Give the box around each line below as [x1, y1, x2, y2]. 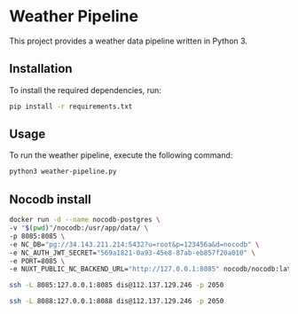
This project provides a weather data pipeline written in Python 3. [9, 35, 248, 46]
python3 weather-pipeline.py [9, 167, 117, 177]
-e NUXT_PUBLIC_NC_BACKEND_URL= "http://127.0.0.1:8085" [9, 264, 220, 274]
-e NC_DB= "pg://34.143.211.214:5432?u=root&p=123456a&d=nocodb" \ [9, 239, 260, 249]
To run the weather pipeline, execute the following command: [9, 150, 233, 161]
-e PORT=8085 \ [9, 256, 66, 265]
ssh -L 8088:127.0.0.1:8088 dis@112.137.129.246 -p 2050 [9, 297, 224, 306]
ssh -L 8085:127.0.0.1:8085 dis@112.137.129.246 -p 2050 [9, 281, 224, 290]
